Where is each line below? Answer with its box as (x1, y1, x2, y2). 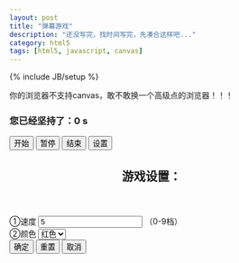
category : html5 (9, 38, 70, 48)
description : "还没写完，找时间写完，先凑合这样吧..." (9, 30, 197, 39)
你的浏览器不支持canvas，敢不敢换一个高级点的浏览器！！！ (9, 90, 234, 101)
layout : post (9, 13, 59, 23)
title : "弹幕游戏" (9, 22, 74, 31)
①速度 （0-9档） (9, 215, 183, 226)
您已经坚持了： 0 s (9, 114, 88, 127)
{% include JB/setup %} (9, 71, 99, 82)
